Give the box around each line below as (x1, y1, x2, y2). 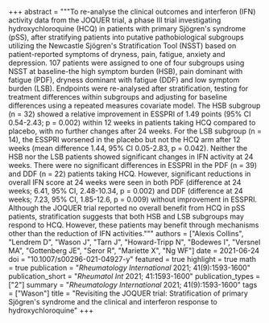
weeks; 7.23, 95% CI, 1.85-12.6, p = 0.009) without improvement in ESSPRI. (8, 194, 258, 204)
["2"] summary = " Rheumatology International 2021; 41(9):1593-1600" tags (8, 280, 258, 289)
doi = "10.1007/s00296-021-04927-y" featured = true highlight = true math (8, 255, 256, 264)
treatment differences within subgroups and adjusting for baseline (8, 92, 228, 101)
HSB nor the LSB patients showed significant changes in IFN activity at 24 (8, 152, 254, 161)
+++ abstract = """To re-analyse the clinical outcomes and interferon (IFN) (8, 7, 256, 16)
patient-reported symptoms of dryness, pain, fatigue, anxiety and (8, 50, 226, 59)
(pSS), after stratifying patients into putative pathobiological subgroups (8, 32, 244, 42)
